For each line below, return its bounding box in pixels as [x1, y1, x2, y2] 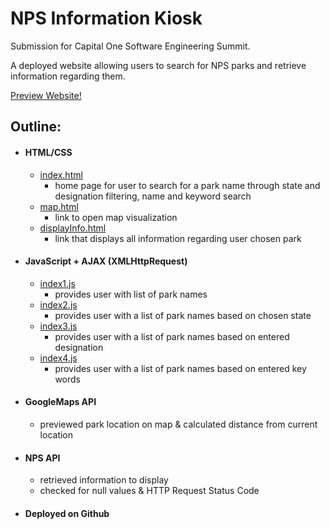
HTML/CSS [24, 146, 73, 158]
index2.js [39, 298, 78, 311]
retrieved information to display [39, 474, 169, 486]
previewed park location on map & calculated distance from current [39, 418, 318, 430]
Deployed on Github [24, 507, 110, 519]
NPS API [24, 452, 61, 464]
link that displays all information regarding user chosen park [54, 232, 302, 244]
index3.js [39, 320, 78, 332]
